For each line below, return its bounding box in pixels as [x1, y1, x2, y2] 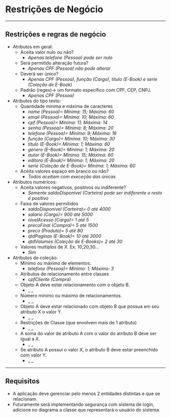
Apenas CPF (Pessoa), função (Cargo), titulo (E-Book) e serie [27, 76, 158, 82]
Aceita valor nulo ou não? [20, 49, 74, 55]
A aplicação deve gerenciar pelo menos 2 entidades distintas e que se [12, 391, 160, 397]
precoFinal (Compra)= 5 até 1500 [27, 222, 98, 228]
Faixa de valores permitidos [20, 200, 79, 207]
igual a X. [20, 336, 40, 342]
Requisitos [5, 377, 40, 385]
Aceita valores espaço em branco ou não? [20, 168, 109, 174]
